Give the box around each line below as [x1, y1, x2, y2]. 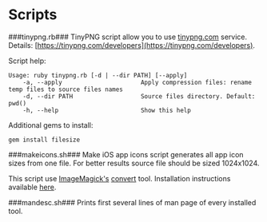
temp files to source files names [8, 85, 124, 93]
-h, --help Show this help [22, 106, 192, 114]
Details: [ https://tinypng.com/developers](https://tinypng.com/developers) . [8, 40, 256, 50]
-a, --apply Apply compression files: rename [22, 78, 252, 86]
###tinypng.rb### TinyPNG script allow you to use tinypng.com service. [8, 32, 248, 42]
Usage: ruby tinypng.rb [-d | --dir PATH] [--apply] [8, 71, 188, 79]
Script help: [8, 56, 46, 65]
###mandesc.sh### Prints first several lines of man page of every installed [8, 197, 257, 207]
